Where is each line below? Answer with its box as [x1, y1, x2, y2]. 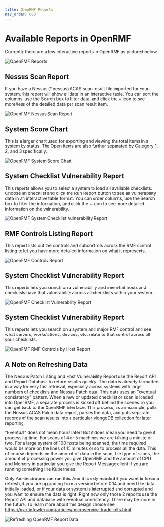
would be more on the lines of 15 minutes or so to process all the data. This [5, 445, 157, 451]
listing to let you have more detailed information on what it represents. [5, 248, 146, 254]
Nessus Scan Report [5, 72, 69, 81]
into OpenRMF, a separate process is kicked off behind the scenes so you [5, 400, 154, 406]
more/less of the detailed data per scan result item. [5, 101, 109, 107]
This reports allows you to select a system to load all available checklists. [5, 185, 153, 191]
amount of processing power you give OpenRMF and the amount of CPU [5, 456, 152, 462]
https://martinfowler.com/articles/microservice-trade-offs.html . [5, 507, 133, 513]
